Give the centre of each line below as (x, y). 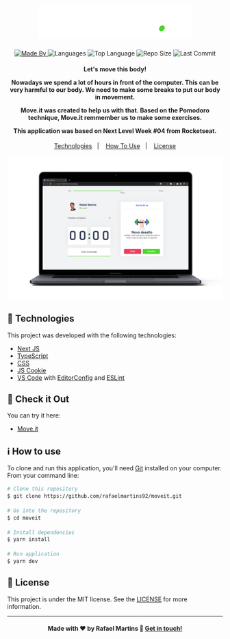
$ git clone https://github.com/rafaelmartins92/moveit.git (95, 496)
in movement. (115, 97)
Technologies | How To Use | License (115, 146)
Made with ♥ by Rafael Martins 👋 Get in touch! (115, 629)
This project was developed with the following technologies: (92, 335)
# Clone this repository (42, 489)
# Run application (33, 554)
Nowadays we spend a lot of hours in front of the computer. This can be (115, 82)
